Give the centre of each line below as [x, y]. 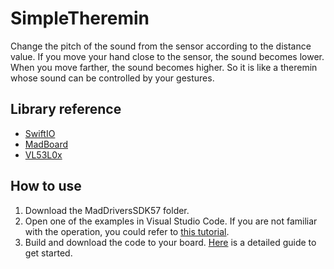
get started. [48, 253]
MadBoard [46, 144]
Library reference [66, 109]
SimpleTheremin [80, 18]
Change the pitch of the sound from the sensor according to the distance [161, 46]
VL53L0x [43, 154]
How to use [46, 186]
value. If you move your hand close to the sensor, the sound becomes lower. [167, 56]
